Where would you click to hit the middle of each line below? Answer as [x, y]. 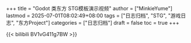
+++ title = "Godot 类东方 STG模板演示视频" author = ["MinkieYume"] [89, 8]
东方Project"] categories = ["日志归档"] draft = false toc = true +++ [99, 23]
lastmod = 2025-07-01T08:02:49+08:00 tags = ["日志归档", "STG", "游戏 [93, 15]
